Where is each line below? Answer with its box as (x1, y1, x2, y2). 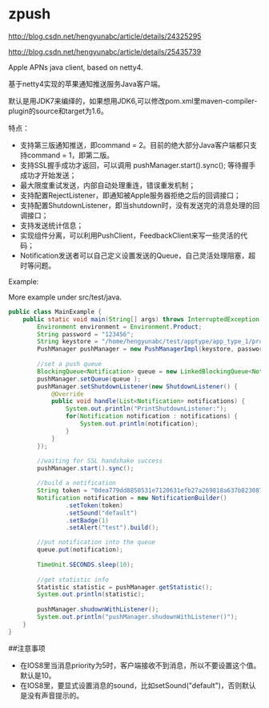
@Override (50, 390, 84, 398)
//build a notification (37, 479, 116, 487)
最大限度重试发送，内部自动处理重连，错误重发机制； (19, 180, 196, 189)
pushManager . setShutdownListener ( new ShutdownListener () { (37, 382, 239, 390)
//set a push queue (37, 360, 102, 368)
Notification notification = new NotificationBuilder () (37, 494, 227, 502)
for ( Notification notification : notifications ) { (65, 413, 239, 421)
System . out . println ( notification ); (79, 420, 199, 428)
